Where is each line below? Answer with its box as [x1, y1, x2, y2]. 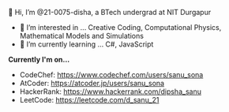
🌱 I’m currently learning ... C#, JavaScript [19, 39, 154, 49]
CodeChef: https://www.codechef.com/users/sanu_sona [19, 70, 204, 79]
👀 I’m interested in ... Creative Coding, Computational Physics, [19, 23, 222, 32]
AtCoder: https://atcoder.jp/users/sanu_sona [19, 79, 164, 88]
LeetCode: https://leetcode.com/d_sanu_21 [19, 95, 160, 104]
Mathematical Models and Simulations [19, 32, 145, 40]
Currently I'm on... [8, 55, 70, 64]
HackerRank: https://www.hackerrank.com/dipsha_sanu [19, 87, 201, 96]
